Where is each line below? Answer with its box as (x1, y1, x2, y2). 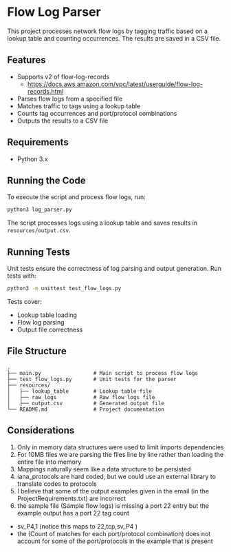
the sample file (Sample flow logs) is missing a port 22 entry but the (16, 501, 210, 510)
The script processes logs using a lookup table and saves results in (7, 218, 198, 227)
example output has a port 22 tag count (16, 509, 129, 517)
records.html (27, 87, 64, 95)
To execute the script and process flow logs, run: (7, 193, 146, 201)
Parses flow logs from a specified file (16, 94, 123, 103)
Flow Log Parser (7, 4, 101, 20)
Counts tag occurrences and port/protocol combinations (16, 109, 177, 117)
